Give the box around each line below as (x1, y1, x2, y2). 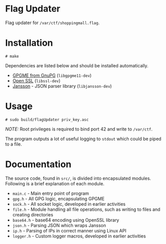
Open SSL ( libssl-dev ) (12, 77, 61, 83)
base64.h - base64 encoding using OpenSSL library (12, 217, 119, 223)
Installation (5, 37, 53, 49)
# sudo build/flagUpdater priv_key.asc (5, 117, 89, 122)
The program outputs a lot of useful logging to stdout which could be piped (5, 136, 162, 142)
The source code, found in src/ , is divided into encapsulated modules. (5, 175, 151, 181)
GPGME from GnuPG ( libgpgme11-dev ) (12, 72, 92, 78)
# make (5, 54, 19, 59)
